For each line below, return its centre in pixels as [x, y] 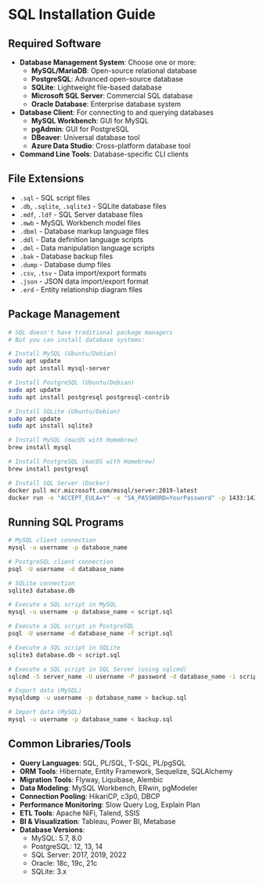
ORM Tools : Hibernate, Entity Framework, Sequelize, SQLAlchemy [126, 771]
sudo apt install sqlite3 [50, 426]
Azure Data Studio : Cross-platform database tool [111, 146]
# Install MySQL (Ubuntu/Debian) [63, 354]
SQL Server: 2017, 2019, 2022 [79, 855]
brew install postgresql [49, 469]
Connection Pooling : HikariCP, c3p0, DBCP [90, 796]
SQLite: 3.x [49, 871]
